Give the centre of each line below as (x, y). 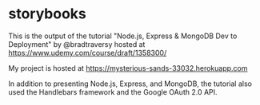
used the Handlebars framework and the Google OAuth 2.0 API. (113, 91)
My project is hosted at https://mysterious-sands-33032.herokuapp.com (128, 68)
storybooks (47, 14)
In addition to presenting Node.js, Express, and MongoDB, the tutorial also (130, 84)
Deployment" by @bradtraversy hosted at (77, 44)
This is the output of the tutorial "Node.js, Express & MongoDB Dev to (123, 36)
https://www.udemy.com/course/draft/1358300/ (88, 52)
